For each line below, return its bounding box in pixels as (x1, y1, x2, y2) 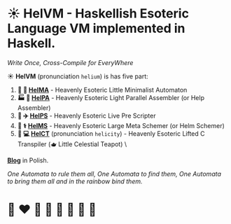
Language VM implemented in (7, 20, 185, 36)
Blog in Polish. (7, 156, 49, 164)
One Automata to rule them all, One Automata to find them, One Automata (7, 169, 222, 178)
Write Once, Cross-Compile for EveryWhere (7, 58, 134, 66)
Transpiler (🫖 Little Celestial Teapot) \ (17, 139, 127, 148)
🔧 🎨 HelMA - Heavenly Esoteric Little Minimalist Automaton (17, 85, 188, 94)
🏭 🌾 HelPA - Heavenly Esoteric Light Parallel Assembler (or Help (17, 93, 205, 101)
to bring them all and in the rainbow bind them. (7, 177, 143, 185)
